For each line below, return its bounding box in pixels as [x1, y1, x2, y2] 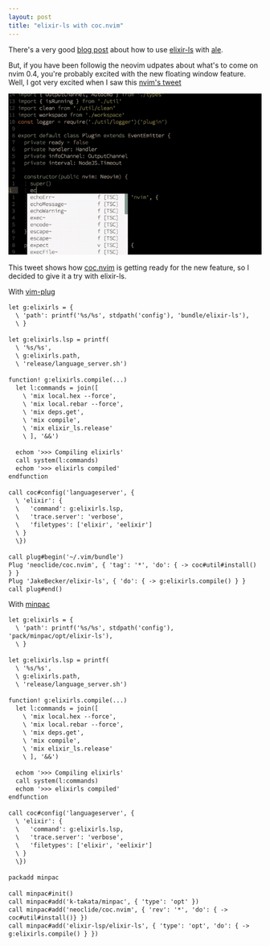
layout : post [8, 13, 52, 21]
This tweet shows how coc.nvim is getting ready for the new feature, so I [8, 262, 250, 273]
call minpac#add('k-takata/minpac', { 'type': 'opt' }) [8, 898, 199, 906]
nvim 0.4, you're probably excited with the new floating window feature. [8, 68, 247, 78]
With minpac [8, 600, 51, 609]
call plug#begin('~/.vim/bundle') [8, 553, 125, 561]
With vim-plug [8, 287, 55, 297]
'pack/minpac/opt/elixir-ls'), [8, 632, 113, 640]
